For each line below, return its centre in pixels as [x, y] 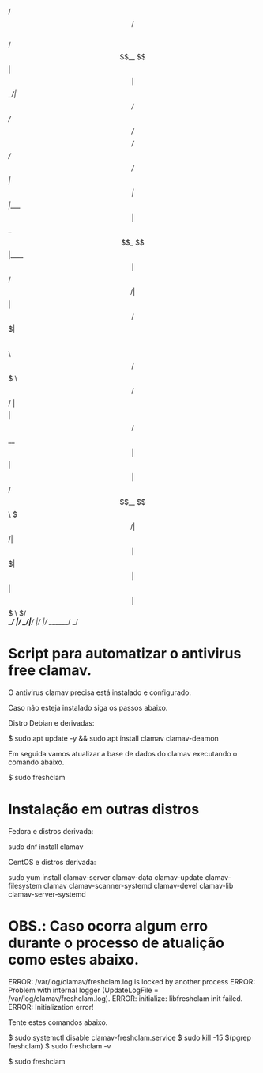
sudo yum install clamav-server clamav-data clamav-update [106, 877]
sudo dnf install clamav [46, 847]
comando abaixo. [36, 762]
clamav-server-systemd [47, 894]
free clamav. [50, 671]
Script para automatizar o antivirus [125, 654]
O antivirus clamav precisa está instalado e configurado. [100, 692]
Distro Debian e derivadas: [51, 722]
